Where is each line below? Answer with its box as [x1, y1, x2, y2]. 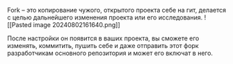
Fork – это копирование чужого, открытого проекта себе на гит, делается [7, 6, 226, 14]
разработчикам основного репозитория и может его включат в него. [7, 49, 214, 57]
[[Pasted [7, 21, 32, 29]
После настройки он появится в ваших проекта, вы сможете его [7, 34, 200, 42]
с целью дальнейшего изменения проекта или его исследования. [7, 13, 203, 22]
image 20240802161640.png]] [33, 21, 120, 29]
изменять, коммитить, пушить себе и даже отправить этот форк [7, 42, 200, 49]
